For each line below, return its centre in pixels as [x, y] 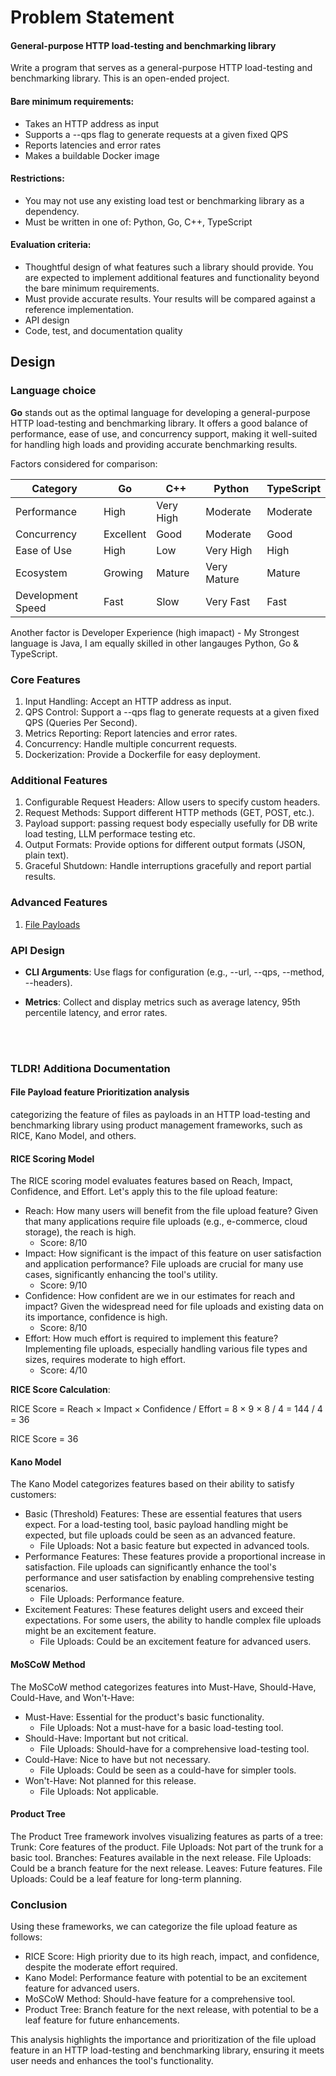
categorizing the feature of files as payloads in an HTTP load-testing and [160, 1114]
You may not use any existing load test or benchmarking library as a [164, 200]
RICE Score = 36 [44, 1439]
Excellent [125, 534]
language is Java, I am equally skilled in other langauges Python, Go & [154, 643]
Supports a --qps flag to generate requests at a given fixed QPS [156, 134]
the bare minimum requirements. [92, 288]
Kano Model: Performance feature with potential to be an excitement [166, 1978]
